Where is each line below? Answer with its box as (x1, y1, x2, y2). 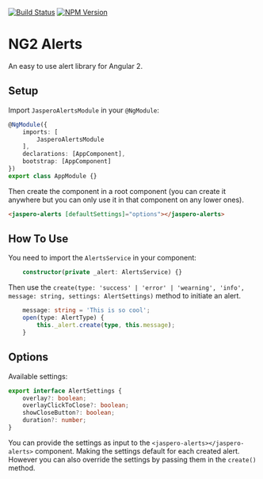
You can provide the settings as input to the (8, 438, 151, 447)
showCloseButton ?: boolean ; (22, 409, 115, 417)
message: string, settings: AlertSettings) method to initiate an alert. (8, 291, 242, 301)
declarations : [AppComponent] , (22, 150, 126, 158)
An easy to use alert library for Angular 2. (8, 61, 143, 70)
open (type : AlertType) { (22, 314, 105, 322)
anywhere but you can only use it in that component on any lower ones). (8, 195, 244, 204)
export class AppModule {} (8, 172, 97, 180)
